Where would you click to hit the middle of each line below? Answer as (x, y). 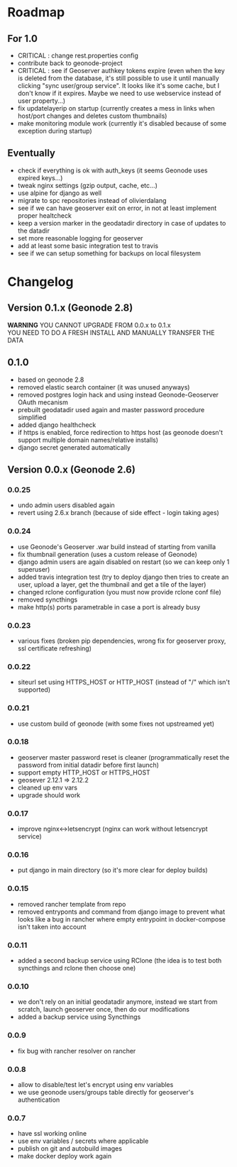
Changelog (40, 282)
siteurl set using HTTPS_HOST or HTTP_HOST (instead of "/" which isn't (124, 682)
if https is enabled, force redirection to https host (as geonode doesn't (120, 432)
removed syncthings (48, 599)
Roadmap (36, 12)
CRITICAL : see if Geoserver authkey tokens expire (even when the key (121, 71)
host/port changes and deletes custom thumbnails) (92, 116)
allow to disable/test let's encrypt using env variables (95, 1084)
